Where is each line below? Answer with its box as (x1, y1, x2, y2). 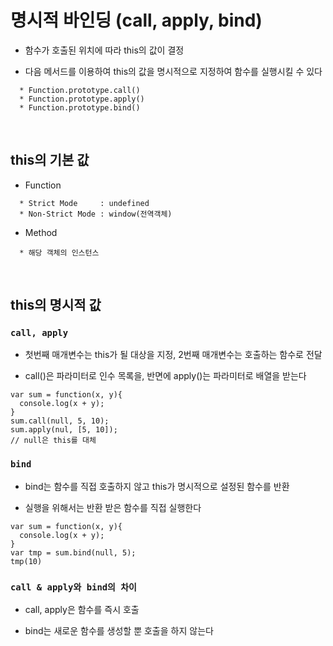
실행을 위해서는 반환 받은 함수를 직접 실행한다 (24, 501, 202, 513)
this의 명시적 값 (10, 297, 102, 314)
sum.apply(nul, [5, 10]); (10, 425, 118, 435)
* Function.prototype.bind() (19, 102, 141, 113)
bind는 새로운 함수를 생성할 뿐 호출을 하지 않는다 (24, 625, 214, 637)
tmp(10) (10, 556, 43, 566)
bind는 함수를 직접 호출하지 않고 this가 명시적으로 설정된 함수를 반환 (24, 480, 290, 492)
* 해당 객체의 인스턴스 (19, 247, 100, 258)
